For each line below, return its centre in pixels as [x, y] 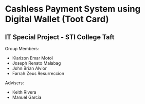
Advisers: [15, 83]
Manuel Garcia [27, 97]
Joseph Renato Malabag [36, 63]
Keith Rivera [24, 92]
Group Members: [22, 49]
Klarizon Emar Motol [32, 58]
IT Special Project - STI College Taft [60, 37]
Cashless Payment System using [73, 9]
